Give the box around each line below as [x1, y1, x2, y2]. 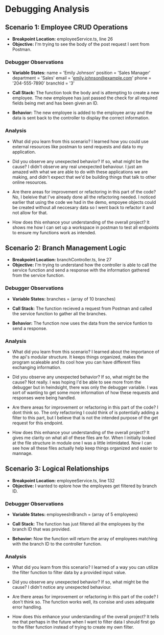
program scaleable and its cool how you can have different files [12, 359, 141, 365]
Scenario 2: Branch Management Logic [5, 244, 126, 252]
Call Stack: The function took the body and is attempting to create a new [12, 90, 160, 96]
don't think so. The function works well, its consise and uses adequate [12, 599, 155, 605]
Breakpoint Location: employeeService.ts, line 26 [12, 36, 114, 42]
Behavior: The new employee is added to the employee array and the [12, 110, 153, 116]
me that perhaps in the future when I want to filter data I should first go [12, 619, 155, 625]
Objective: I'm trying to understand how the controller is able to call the [12, 262, 157, 268]
